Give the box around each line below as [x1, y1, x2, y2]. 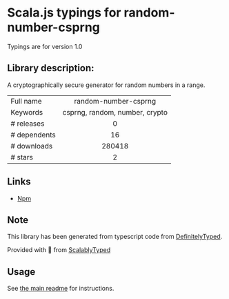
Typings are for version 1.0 [7, 42, 83, 50]
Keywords [10, 107, 43, 117]
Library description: [7, 62, 94, 74]
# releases [10, 119, 45, 128]
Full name [10, 96, 43, 106]
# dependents [10, 130, 57, 139]
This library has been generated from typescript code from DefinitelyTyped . [7, 233, 223, 241]
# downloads [10, 141, 53, 151]
